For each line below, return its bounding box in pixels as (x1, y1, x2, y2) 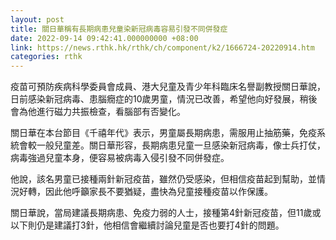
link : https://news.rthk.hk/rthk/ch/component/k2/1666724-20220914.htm (10, 42, 315, 53)
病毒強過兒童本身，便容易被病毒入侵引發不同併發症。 (10, 152, 230, 164)
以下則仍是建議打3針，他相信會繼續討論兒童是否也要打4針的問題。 (10, 219, 285, 231)
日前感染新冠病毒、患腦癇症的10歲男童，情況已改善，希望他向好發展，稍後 (10, 93, 318, 105)
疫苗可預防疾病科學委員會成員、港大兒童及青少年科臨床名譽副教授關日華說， (10, 81, 326, 93)
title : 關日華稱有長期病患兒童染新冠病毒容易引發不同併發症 (10, 24, 228, 34)
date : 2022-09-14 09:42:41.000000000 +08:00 (10, 33, 199, 43)
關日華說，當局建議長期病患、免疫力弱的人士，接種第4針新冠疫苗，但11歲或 (10, 207, 322, 219)
